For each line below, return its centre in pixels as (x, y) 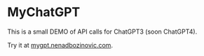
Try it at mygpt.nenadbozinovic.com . (60, 45)
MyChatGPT (44, 12)
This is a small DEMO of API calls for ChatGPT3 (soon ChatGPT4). (102, 31)
